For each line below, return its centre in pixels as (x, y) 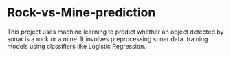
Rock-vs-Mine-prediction (81, 13)
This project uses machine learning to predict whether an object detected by (115, 32)
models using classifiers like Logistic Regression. (77, 46)
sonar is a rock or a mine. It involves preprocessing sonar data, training (108, 38)
